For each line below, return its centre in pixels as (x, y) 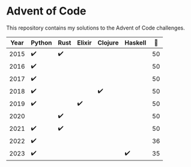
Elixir (84, 42)
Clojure (108, 42)
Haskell (135, 42)
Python (41, 42)
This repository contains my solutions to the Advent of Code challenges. (95, 28)
